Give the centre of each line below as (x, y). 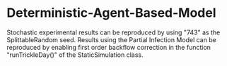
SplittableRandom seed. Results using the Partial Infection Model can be (111, 39)
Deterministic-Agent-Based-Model (111, 13)
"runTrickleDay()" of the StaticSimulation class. (75, 55)
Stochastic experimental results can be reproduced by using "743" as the (113, 32)
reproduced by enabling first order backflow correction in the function (109, 47)
